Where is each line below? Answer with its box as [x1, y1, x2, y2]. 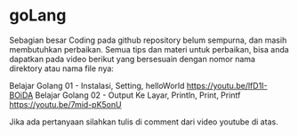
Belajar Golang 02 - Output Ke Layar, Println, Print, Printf [35, 90, 241, 100]
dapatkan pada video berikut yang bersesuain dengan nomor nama [9, 53, 256, 64]
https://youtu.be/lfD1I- [186, 80, 269, 91]
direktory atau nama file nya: [9, 63, 114, 74]
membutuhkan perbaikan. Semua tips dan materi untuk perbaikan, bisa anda [9, 44, 289, 54]
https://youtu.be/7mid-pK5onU [9, 99, 122, 109]
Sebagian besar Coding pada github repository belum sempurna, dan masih [9, 35, 287, 45]
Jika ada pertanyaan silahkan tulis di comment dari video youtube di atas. [9, 116, 278, 127]
